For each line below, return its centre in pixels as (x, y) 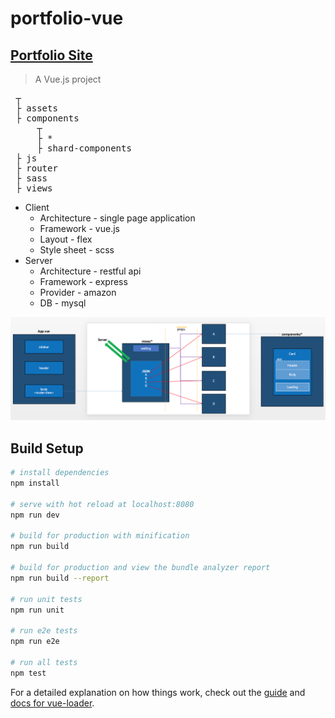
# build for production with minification (100, 536)
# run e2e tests (44, 631)
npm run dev (35, 515)
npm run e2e (35, 642)
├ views (34, 188)
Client (37, 207)
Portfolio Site (51, 55)
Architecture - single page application (117, 218)
